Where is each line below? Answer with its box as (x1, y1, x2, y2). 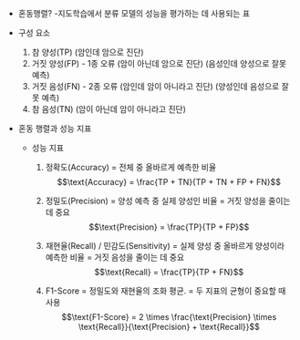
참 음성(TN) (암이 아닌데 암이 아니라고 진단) (31, 104, 187, 114)
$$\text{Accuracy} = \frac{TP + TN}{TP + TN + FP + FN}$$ (57, 177, 281, 187)
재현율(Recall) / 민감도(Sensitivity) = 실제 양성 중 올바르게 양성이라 (45, 241, 285, 251)
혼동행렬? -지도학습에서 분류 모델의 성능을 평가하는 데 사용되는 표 (17, 8, 251, 18)
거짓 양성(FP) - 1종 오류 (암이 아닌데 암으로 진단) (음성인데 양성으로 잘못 (31, 58, 287, 68)
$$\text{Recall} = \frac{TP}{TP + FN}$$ (94, 267, 244, 277)
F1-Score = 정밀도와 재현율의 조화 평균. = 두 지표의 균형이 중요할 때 (45, 285, 286, 296)
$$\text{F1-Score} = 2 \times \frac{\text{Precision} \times (61, 312, 277, 322)
